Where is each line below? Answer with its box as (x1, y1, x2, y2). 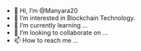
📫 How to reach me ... (13, 37, 78, 44)
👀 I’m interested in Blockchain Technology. (13, 14, 135, 22)
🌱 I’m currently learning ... (13, 21, 88, 29)
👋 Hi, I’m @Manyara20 (13, 7, 78, 14)
